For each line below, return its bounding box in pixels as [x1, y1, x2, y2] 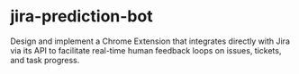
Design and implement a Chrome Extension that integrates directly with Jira [10, 36, 291, 46]
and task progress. [10, 54, 80, 65]
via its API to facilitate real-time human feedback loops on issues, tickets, [10, 45, 282, 55]
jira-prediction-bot [10, 6, 153, 27]
